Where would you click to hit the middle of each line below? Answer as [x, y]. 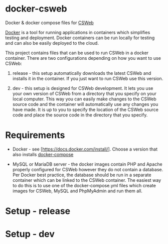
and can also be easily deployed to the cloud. [52, 43]
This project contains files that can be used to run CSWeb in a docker [77, 53]
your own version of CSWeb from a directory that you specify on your [84, 93]
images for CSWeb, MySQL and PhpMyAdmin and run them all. [77, 191]
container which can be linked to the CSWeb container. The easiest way [87, 180]
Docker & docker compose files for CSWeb [49, 23]
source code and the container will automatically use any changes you [85, 104]
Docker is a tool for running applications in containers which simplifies [78, 32]
